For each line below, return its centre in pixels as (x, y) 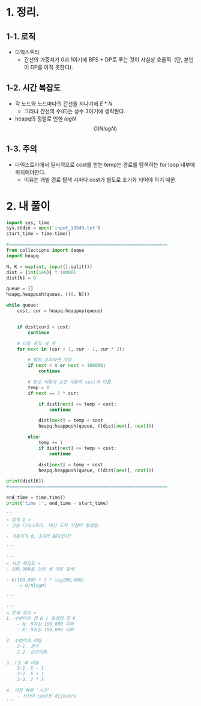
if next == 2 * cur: (53, 393)
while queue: (22, 305)
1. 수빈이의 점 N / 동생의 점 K (41, 619)
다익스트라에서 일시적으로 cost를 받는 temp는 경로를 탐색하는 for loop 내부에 (105, 164)
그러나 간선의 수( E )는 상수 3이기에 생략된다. (75, 111)
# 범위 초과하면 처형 (50, 360)
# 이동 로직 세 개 (36, 343)
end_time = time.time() (36, 498)
